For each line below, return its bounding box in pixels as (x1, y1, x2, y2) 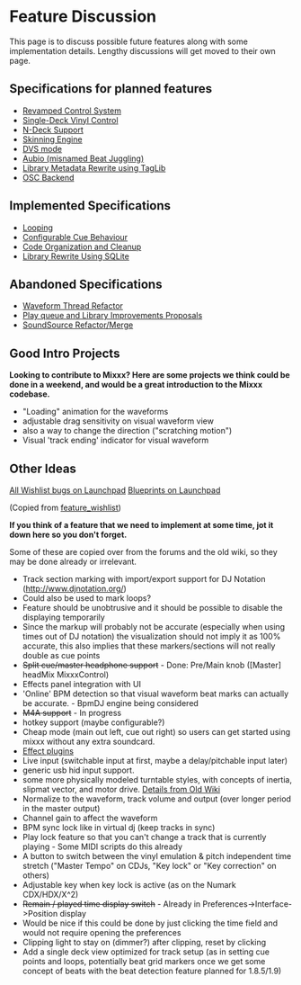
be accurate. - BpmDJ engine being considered (22, 698, 199, 708)
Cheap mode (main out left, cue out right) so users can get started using (22, 727, 291, 737)
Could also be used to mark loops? (22, 593, 151, 604)
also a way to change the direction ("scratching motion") (22, 425, 233, 436)
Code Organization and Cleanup (22, 241, 142, 252)
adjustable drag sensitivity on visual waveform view (22, 416, 214, 426)
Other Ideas (9, 461, 76, 476)
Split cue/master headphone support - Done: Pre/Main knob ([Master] (22, 659, 281, 670)
